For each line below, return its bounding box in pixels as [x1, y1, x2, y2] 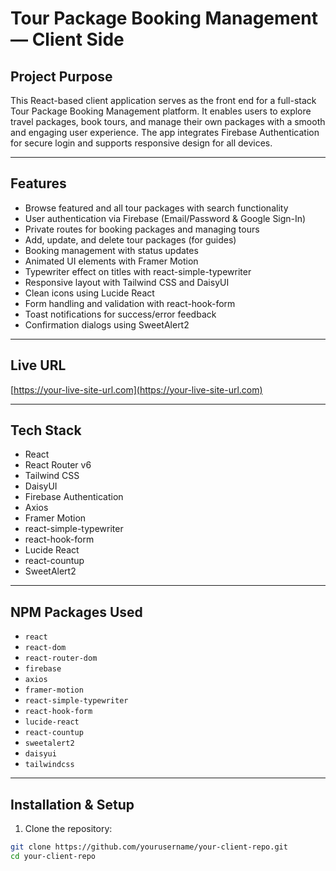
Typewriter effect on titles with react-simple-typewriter [24, 265, 252, 277]
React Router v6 [24, 459, 92, 471]
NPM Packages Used [10, 603, 143, 621]
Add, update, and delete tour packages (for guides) [24, 233, 237, 246]
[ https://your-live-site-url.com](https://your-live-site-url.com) [10, 383, 263, 396]
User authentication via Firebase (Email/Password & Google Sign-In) [24, 212, 307, 224]
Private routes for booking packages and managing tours [24, 223, 260, 235]
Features [10, 175, 67, 192]
